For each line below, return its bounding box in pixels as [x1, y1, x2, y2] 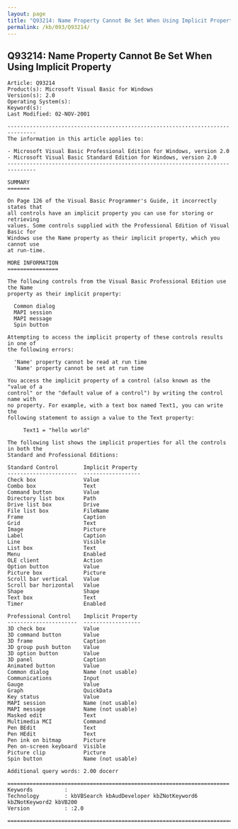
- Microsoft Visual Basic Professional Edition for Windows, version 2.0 [7, 148, 230, 155]
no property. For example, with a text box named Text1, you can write [7, 402, 223, 410]
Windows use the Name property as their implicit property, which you [7, 235, 220, 242]
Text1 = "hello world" [23, 427, 91, 434]
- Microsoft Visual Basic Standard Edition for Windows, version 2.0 [7, 154, 217, 162]
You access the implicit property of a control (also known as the [7, 377, 211, 385]
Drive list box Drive [7, 501, 100, 509]
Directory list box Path [7, 495, 97, 502]
